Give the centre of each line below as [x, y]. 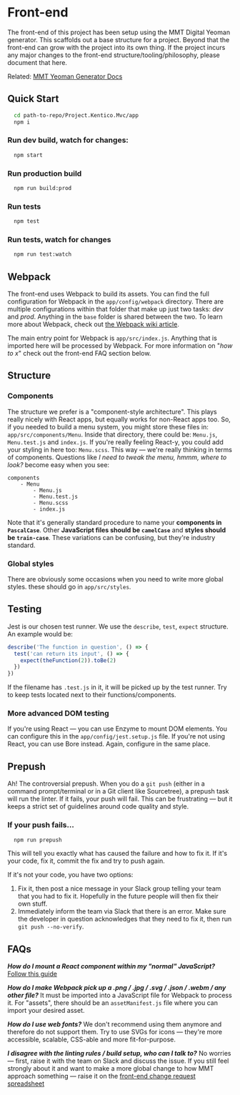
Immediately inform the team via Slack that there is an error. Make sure [122, 911]
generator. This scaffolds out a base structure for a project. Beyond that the [119, 39]
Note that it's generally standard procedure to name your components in [115, 522]
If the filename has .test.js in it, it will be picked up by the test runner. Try [117, 687]
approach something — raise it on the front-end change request [102, 1076]
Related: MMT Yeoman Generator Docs [65, 76]
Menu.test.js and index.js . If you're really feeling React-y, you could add [115, 442]
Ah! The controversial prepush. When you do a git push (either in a [106, 784]
